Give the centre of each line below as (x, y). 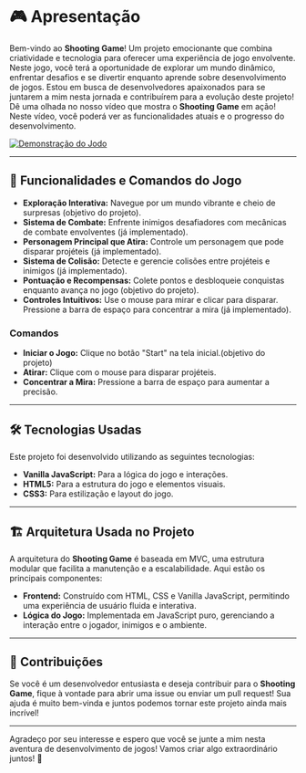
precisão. (40, 392)
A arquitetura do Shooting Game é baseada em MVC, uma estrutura (137, 559)
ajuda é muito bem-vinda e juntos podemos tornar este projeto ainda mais (148, 704)
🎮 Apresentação (75, 17)
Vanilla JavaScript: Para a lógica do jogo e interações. (125, 474)
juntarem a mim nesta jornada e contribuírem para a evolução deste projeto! (152, 97)
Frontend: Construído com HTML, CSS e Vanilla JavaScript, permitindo (156, 595)
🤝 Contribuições (56, 662)
